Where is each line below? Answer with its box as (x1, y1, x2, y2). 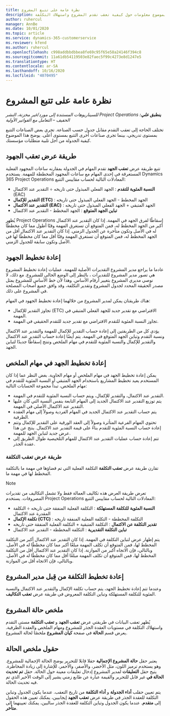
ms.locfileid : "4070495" (6, 73, 58, 78)
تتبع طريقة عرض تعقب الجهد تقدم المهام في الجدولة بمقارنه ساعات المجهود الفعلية (6, 165, 161, 172)
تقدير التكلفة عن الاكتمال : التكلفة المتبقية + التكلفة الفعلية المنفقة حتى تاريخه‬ (13, 521, 157, 527)
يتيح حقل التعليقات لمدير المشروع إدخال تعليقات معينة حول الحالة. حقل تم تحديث (6, 668, 157, 674)
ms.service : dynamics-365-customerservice (6, 36, 96, 41)
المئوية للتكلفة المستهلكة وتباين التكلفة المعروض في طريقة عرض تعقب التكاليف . (6, 591, 156, 597)
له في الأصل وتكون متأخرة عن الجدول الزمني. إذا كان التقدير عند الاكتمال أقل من (6, 228, 157, 234)
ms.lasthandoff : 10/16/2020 (6, 69, 65, 74)
